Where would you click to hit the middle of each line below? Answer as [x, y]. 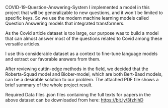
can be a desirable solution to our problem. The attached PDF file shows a [82, 79]
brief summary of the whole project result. [49, 85]
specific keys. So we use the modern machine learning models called [77, 18]
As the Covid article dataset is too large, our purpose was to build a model [82, 33]
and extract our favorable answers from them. [53, 59]
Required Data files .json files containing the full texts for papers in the [78, 95]
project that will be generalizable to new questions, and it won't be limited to [84, 13]
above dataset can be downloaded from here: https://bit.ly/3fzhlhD [74, 100]
